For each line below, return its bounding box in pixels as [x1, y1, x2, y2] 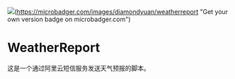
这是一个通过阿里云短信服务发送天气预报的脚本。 [7, 63, 150, 72]
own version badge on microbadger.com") [7, 15, 131, 23]
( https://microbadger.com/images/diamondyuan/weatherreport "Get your [14, 8, 229, 16]
